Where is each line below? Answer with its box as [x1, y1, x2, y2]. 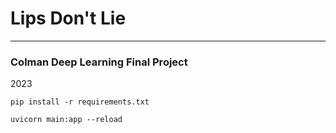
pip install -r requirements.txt [10, 97, 150, 107]
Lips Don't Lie [10, 7, 127, 30]
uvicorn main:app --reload [10, 115, 123, 125]
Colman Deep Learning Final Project [10, 55, 188, 69]
